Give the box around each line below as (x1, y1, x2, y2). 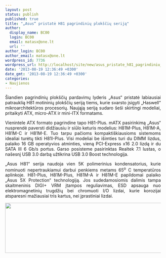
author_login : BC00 (5, 48, 45, 53)
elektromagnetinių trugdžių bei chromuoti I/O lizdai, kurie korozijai (5, 188, 161, 194)
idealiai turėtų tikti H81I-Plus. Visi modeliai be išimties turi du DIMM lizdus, (5, 135, 161, 141)
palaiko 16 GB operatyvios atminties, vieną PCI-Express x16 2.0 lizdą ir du (5, 140, 161, 146)
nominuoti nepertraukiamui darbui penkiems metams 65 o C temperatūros (5, 166, 161, 173)
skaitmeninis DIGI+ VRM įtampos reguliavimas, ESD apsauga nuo (5, 182, 161, 188)
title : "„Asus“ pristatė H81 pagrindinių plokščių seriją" (5, 21, 129, 26)
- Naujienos (5, 81, 30, 86)
